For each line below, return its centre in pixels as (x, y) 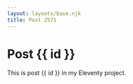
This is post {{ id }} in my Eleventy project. (67, 73)
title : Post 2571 (32, 20)
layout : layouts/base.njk (44, 13)
